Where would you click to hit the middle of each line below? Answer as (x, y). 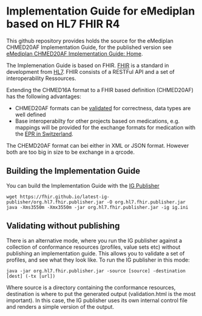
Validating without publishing (63, 226)
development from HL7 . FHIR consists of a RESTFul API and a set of (90, 71)
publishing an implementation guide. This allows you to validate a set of (96, 253)
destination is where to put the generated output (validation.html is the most (101, 294)
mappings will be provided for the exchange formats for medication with (105, 127)
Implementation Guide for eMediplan (101, 11)
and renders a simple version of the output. (60, 306)
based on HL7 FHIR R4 (63, 24)
